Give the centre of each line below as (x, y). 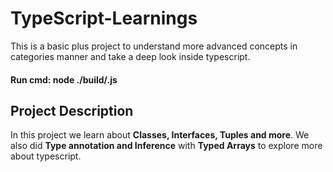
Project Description (72, 110)
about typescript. (46, 156)
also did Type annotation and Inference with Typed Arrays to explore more (166, 146)
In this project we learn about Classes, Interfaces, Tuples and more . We (160, 135)
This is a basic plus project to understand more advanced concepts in (154, 46)
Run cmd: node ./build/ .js (64, 79)
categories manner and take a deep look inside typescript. (130, 56)
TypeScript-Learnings (104, 18)
